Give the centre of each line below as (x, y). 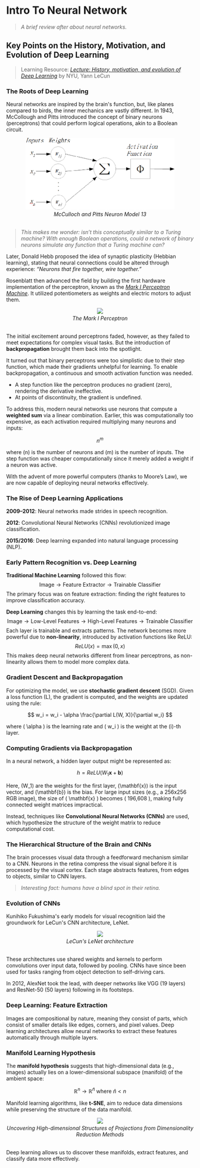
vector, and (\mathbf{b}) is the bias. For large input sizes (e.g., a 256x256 (96, 792)
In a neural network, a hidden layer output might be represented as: (89, 761)
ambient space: (25, 1078)
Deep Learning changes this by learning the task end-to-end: (82, 612)
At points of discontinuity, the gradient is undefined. (78, 397)
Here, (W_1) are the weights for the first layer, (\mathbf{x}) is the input (92, 785)
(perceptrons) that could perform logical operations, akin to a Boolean (92, 124)
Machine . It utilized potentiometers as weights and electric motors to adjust (99, 294)
